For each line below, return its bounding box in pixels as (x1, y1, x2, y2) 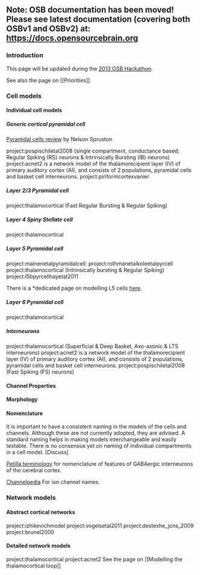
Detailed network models (6, 542, 71, 550)
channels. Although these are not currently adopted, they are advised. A (6, 430, 186, 437)
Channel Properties (6, 382, 56, 389)
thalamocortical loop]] (6, 562, 61, 569)
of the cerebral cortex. (6, 467, 62, 474)
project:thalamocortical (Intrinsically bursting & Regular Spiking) (6, 267, 164, 274)
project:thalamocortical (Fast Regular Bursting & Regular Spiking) (6, 202, 167, 209)
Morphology (6, 396, 38, 403)
